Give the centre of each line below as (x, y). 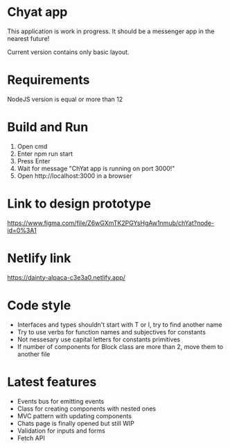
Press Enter (34, 161)
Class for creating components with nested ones (87, 409)
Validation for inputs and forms (61, 431)
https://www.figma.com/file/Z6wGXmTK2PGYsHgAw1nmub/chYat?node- (111, 223)
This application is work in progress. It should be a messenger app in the (111, 31)
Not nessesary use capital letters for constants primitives (99, 339)
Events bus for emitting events (61, 401)
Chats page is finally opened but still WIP (76, 423)
